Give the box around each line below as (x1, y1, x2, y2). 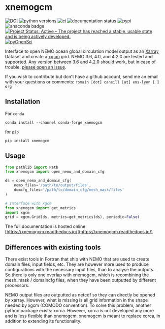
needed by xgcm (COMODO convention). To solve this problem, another (5, 302, 152, 308)
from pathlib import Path (5, 165, 58, 170)
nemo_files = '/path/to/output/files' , (14, 183, 92, 188)
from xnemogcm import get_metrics (5, 205, 76, 211)
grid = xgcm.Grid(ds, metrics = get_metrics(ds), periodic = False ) (5, 215, 140, 219)
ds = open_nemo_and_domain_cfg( (5, 178, 71, 183)
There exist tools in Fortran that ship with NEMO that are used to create (5, 256, 150, 262)
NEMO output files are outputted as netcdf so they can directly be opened (5, 292, 156, 298)
